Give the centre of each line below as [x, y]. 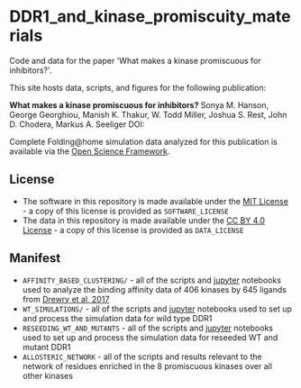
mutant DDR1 [46, 347]
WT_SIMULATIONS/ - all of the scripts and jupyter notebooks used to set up [157, 309]
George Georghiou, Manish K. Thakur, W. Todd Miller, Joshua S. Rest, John [148, 114]
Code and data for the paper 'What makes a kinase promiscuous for [135, 60]
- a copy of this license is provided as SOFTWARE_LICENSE [125, 211]
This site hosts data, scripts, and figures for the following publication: [138, 87]
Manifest [35, 258]
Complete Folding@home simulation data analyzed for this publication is [143, 141]
